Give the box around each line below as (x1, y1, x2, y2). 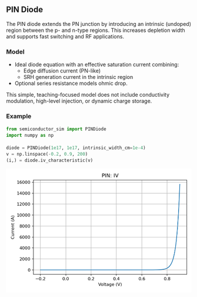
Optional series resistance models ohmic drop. (14, 80, 128, 87)
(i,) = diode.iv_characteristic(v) (6, 157, 94, 163)
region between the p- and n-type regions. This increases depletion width (6, 27, 185, 34)
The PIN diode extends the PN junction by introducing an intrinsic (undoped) (6, 20, 192, 27)
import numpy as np (6, 133, 54, 138)
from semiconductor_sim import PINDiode (6, 126, 107, 132)
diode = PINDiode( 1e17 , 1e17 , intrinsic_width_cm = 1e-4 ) (6, 145, 146, 151)
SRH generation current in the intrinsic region (23, 74, 133, 81)
